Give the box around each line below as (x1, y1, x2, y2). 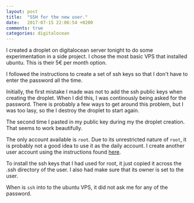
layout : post (6, 8, 38, 15)
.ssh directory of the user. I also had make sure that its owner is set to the (6, 166, 184, 174)
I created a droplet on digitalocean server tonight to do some (6, 46, 153, 54)
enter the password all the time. (6, 77, 83, 84)
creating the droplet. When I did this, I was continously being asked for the (6, 95, 187, 102)
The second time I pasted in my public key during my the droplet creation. (6, 118, 185, 125)
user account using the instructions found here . (6, 148, 122, 156)
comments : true (6, 25, 44, 31)
